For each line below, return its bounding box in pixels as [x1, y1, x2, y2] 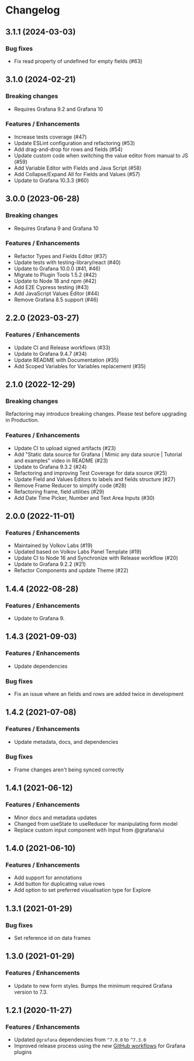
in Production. [5, 417, 39, 424]
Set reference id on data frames [13, 934, 91, 941]
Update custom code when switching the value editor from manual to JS [13, 152, 188, 159]
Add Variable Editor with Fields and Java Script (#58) [13, 164, 142, 171]
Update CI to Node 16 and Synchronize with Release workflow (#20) [13, 554, 179, 562]
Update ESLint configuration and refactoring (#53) [13, 139, 136, 146]
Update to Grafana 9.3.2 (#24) [13, 463, 87, 470]
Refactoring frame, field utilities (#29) [13, 488, 105, 495]
